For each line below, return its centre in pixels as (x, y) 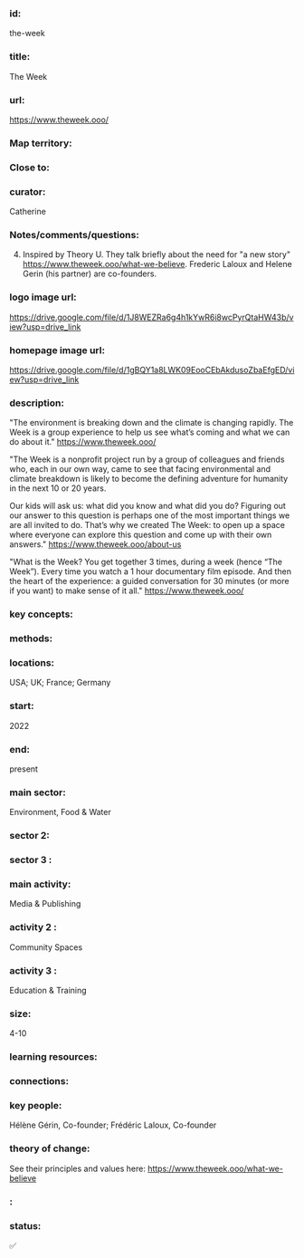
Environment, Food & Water (60, 812)
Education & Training (48, 990)
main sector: (38, 792)
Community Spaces (46, 947)
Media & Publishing (45, 904)
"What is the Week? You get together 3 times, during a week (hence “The (146, 562)
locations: (32, 662)
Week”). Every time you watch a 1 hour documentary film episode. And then (151, 571)
